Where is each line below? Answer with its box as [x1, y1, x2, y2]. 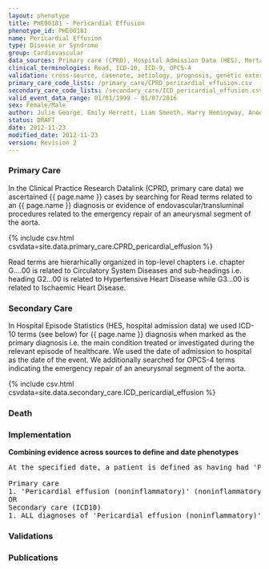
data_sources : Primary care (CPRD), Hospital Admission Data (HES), [8, 57, 242, 65]
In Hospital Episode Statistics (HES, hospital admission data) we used [8, 321, 238, 331]
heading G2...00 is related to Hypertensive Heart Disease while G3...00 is [8, 274, 250, 283]
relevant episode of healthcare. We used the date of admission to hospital [8, 347, 252, 356]
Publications [8, 552, 58, 563]
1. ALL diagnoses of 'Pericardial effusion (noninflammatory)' [8, 511, 262, 520]
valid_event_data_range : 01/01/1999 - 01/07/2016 [8, 94, 178, 102]
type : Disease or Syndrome [8, 42, 98, 50]
